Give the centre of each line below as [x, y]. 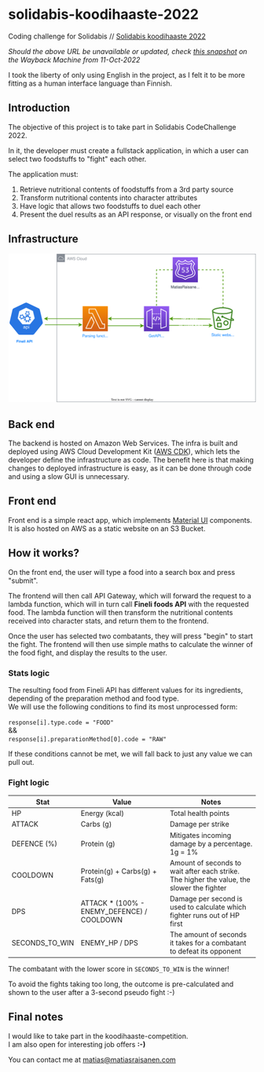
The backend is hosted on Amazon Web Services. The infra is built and [123, 443]
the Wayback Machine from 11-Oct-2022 [74, 60]
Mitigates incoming [201, 835]
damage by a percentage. [211, 843]
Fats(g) [92, 879]
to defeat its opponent [205, 951]
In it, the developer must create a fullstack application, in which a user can [128, 150]
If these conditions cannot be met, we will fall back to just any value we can [130, 754]
